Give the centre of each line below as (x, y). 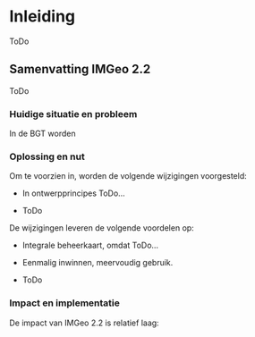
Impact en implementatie (65, 303)
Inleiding (42, 17)
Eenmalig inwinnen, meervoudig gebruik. (98, 263)
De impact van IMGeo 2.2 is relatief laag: (84, 323)
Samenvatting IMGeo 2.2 (80, 69)
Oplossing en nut (47, 156)
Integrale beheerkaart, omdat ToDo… (90, 245)
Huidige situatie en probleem (73, 114)
